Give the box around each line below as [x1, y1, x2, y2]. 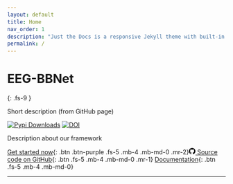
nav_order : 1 [7, 26, 45, 33]
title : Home [7, 18, 42, 26]
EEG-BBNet [7, 71, 74, 86]
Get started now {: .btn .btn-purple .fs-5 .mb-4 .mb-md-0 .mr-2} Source [7, 148, 218, 156]
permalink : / [7, 40, 45, 48]
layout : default [7, 11, 54, 18]
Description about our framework [7, 134, 103, 142]
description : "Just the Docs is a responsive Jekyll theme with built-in [7, 33, 225, 40]
